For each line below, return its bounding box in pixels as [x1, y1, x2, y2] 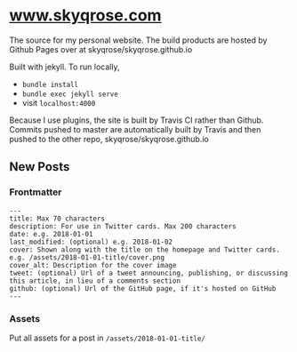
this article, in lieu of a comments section [9, 276, 181, 285]
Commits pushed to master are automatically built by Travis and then [9, 124, 261, 134]
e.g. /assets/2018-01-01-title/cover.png [9, 252, 165, 262]
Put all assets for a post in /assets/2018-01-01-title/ [9, 332, 206, 343]
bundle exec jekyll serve [21, 90, 118, 99]
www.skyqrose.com [9, 5, 162, 26]
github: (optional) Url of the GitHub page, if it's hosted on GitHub [9, 284, 277, 293]
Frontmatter [9, 186, 62, 198]
